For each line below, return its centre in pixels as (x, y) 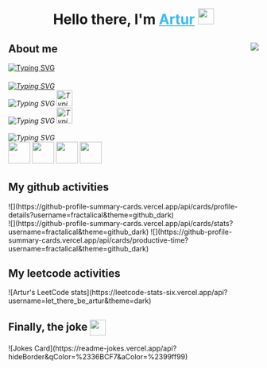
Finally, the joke (48, 326)
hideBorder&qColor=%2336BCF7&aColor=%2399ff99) (98, 357)
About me (33, 49)
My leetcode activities (64, 274)
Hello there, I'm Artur (124, 19)
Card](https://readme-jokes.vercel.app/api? (106, 348)
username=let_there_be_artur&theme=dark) (80, 301)
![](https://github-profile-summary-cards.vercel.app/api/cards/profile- (123, 206)
